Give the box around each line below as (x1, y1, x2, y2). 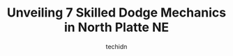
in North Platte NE (63, 19, 170, 35)
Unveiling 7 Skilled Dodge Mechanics (6, 5, 227, 21)
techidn (105, 42, 128, 50)
